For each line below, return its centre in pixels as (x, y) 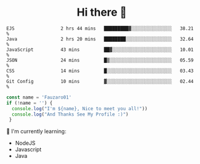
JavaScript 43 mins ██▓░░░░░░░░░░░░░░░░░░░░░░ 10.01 (100, 50)
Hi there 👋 (102, 12)
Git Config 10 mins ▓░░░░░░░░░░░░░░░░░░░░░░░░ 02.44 (100, 81)
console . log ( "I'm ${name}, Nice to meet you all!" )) (80, 108)
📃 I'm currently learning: (36, 131)
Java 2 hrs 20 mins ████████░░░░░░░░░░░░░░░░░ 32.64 (100, 39)
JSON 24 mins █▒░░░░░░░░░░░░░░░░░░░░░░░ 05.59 (100, 60)
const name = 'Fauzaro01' (39, 97)
